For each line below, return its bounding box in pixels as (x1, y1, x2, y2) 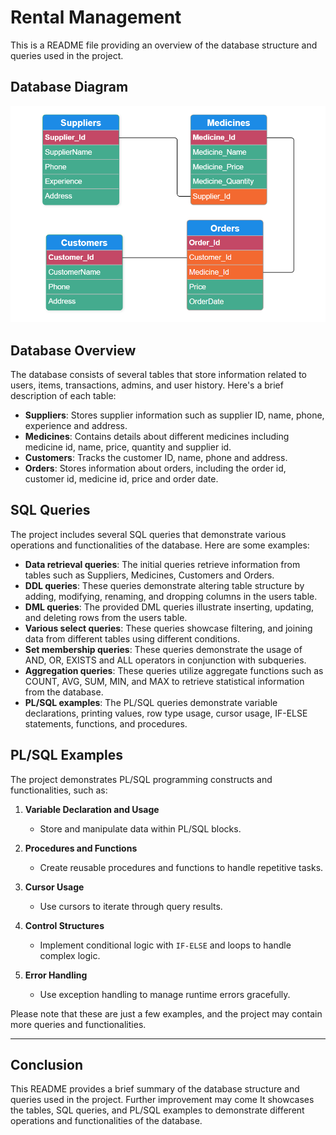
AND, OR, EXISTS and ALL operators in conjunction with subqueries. (24, 654, 307, 666)
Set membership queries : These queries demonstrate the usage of (24, 643, 303, 655)
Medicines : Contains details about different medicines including (24, 430, 290, 442)
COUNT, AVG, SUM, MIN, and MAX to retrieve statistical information (24, 675, 305, 687)
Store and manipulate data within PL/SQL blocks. (39, 822, 242, 835)
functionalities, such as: (10, 784, 108, 796)
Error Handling (24, 969, 88, 981)
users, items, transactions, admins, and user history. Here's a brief (10, 379, 284, 391)
